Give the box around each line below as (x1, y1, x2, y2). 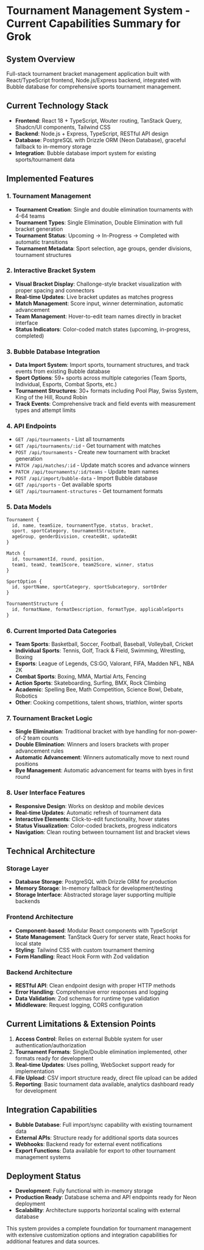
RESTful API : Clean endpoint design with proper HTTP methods (15, 981, 175, 989)
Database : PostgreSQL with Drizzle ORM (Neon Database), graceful (15, 136, 186, 143)
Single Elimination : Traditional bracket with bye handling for (15, 728, 166, 735)
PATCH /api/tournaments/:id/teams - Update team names (15, 468, 159, 475)
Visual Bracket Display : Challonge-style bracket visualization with (15, 280, 182, 287)
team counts (27, 734, 59, 742)
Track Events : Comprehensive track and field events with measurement (15, 400, 196, 408)
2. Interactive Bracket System (6, 266, 96, 275)
